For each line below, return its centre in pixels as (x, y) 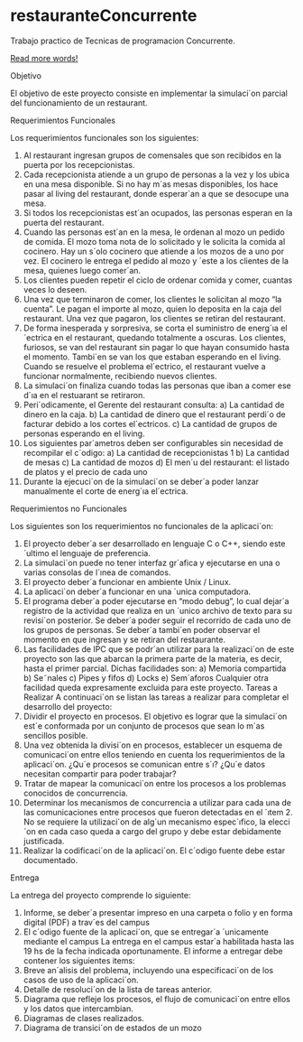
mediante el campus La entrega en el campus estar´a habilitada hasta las (159, 941)
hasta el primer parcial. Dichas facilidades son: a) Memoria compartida (155, 668)
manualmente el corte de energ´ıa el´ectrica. (106, 491)
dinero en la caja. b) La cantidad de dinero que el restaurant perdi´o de (155, 414)
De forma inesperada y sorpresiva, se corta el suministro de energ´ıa (151, 328)
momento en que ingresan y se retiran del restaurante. (124, 639)
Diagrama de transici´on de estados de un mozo (112, 1028)
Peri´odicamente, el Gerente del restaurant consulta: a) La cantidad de (154, 405)
